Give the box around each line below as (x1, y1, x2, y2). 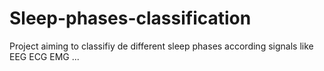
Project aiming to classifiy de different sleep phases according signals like (9, 40, 314, 52)
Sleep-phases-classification (9, 7, 252, 30)
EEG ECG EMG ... (9, 50, 80, 62)
